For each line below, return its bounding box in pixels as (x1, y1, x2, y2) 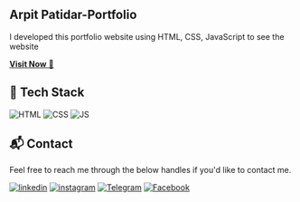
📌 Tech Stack (9, 85, 85, 101)
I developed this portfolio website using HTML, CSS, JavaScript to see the (9, 31, 285, 42)
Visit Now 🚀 (9, 58, 54, 69)
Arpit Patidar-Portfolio (9, 7, 137, 23)
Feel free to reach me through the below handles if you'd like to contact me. (9, 165, 292, 176)
